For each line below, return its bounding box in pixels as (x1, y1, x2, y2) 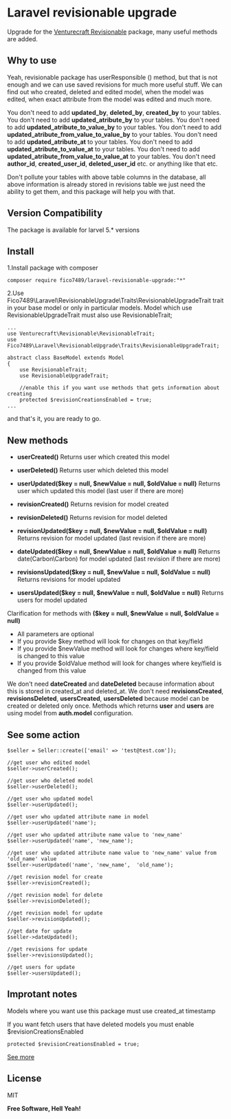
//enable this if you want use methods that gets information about (19, 384, 220, 391)
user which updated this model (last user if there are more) (16, 487, 184, 495)
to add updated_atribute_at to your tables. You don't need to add (7, 138, 192, 146)
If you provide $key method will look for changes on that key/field (16, 638, 203, 646)
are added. (7, 34, 38, 43)
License (7, 1073, 42, 1085)
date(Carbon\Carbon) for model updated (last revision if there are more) (16, 555, 221, 563)
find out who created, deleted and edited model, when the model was (7, 87, 204, 96)
